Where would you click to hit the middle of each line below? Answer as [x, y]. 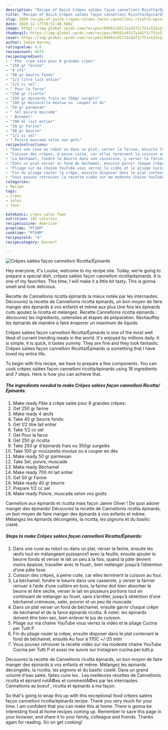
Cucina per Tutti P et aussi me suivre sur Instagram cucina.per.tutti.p [83, 650]
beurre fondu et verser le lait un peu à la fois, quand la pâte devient [82, 559]
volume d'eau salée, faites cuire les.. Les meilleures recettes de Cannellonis [84, 675]
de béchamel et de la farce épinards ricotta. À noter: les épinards [80, 612]
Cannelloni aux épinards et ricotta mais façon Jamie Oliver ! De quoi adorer [83, 503]
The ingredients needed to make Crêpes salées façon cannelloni [74, 385]
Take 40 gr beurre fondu [38, 419]
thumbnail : [17, 33]
